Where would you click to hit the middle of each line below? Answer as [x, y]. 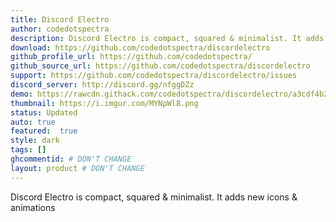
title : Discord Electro [60, 19]
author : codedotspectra [60, 29]
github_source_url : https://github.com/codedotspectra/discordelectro [160, 66]
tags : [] [28, 150]
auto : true [33, 122]
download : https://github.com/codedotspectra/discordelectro [140, 47]
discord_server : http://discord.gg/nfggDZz [102, 85]
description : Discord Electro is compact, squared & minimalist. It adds [167, 38]
